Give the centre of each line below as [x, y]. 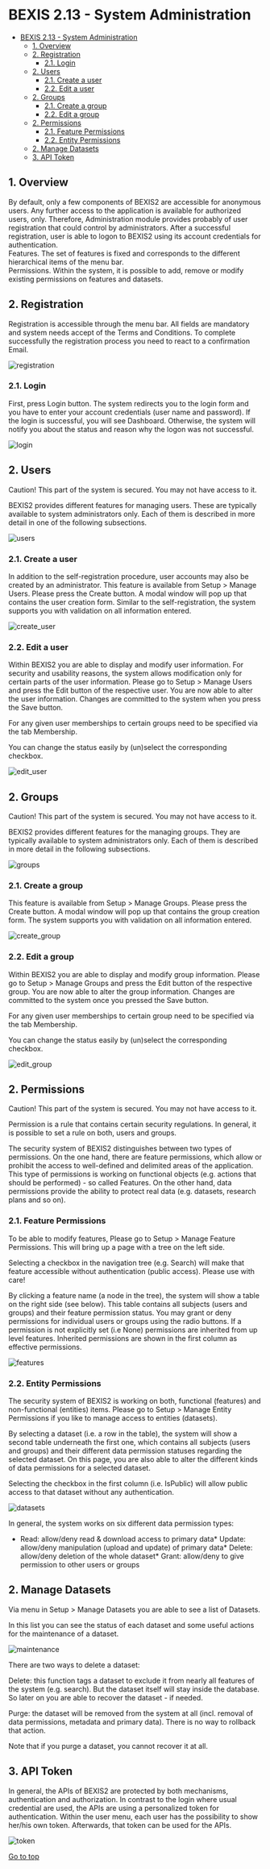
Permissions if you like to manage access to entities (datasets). [113, 1418]
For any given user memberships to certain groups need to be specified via [133, 723]
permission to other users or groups [80, 1565]
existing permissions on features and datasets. [86, 279]
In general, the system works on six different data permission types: [121, 1524]
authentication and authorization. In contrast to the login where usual [123, 1799]
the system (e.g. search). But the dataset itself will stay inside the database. [134, 1689]
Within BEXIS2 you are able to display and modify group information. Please [134, 974]
